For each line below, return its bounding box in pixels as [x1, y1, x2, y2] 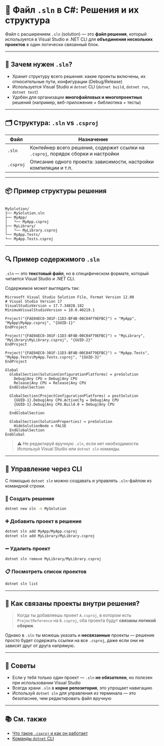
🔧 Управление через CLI [5, 464, 82, 473]
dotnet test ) [12, 89, 38, 95]
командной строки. [5, 483, 45, 489]
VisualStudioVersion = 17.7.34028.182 [5, 304, 84, 309]
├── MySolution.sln [5, 211, 45, 216]
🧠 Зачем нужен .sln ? [5, 60, 72, 69]
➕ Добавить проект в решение [5, 518, 82, 525]
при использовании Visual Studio [12, 680, 81, 686]
